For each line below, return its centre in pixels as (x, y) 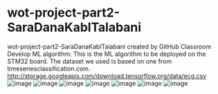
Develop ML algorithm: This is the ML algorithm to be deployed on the (107, 54)
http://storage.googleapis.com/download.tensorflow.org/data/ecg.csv (107, 76)
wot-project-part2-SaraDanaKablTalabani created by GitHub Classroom (109, 46)
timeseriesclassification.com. (49, 68)
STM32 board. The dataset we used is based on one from (89, 61)
